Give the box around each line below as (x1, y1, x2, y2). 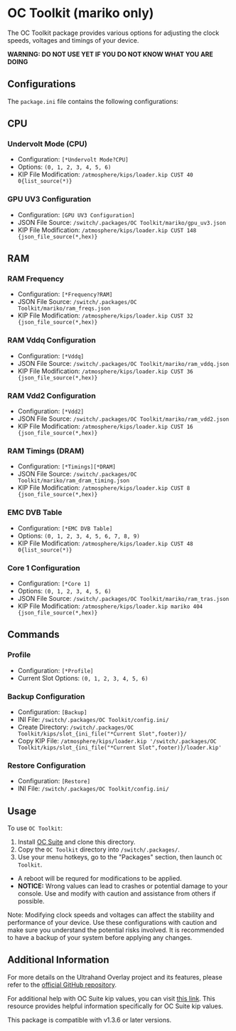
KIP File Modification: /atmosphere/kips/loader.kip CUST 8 (17, 483, 191, 492)
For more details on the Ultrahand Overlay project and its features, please (7, 973, 222, 981)
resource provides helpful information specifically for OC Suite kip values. (7, 1002, 224, 1010)
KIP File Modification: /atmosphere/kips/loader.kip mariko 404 (17, 602, 203, 610)
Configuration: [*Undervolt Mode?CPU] (17, 155, 129, 164)
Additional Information (7, 954, 109, 966)
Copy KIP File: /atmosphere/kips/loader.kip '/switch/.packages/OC (17, 736, 217, 745)
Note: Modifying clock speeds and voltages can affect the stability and (7, 911, 215, 919)
